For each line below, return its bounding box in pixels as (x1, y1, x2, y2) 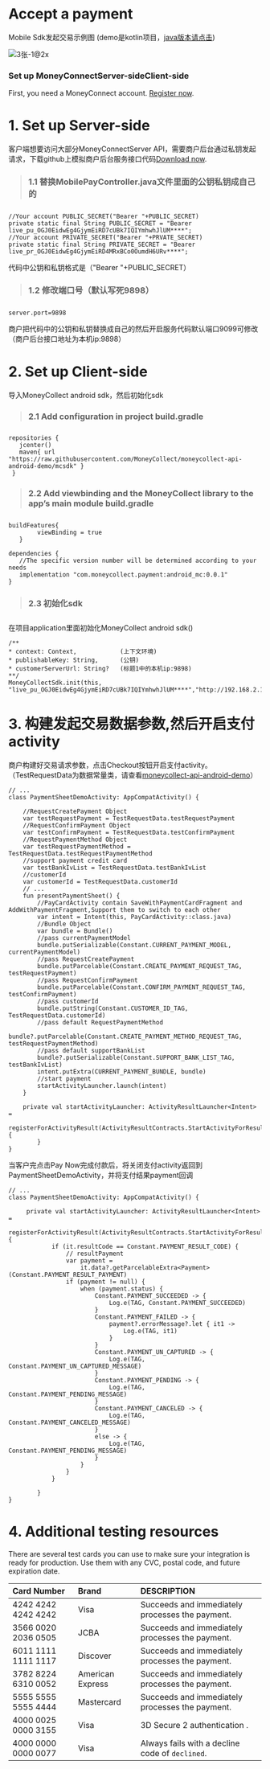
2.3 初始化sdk (27, 598, 83, 610)
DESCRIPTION (140, 1585, 195, 1596)
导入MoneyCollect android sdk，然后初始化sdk (8, 390, 164, 400)
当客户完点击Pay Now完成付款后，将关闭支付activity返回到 (8, 1159, 203, 1170)
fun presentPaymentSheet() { (22, 892, 121, 900)
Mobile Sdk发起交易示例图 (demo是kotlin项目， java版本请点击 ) (8, 32, 215, 42)
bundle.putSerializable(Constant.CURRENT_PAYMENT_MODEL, (37, 941, 231, 949)
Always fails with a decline (140, 1738, 240, 1749)
